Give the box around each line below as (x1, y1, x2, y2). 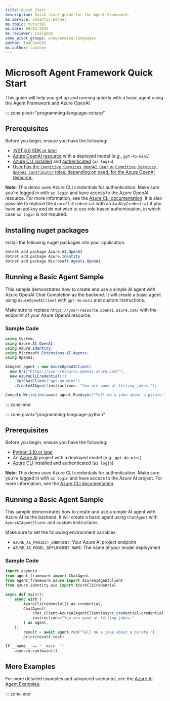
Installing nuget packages (5, 226, 89, 235)
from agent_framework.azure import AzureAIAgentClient (5, 578, 123, 583)
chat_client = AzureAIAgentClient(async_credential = (32, 611, 142, 616)
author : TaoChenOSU (5, 41, 47, 46)
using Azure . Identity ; (5, 346, 53, 351)
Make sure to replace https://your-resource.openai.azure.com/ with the (5, 307, 157, 313)
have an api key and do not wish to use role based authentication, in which (5, 206, 161, 212)
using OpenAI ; (5, 355, 35, 360)
